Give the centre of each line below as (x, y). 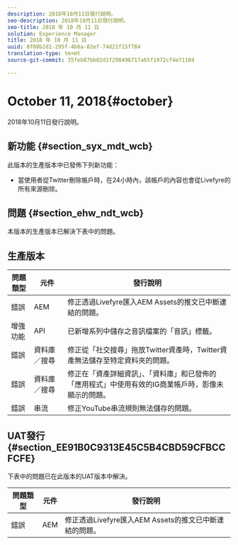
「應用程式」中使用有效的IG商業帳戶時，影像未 (146, 385)
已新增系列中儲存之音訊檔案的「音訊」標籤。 (142, 332)
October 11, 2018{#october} (90, 101)
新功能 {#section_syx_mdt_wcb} (80, 146)
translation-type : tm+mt (44, 54)
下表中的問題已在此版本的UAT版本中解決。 (69, 476)
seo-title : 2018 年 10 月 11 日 (53, 27)
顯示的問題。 (89, 395)
